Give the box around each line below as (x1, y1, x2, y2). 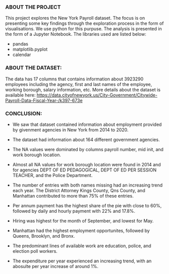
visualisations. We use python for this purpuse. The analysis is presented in (5, 26, 162, 32)
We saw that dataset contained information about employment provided (12, 121, 162, 127)
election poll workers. (12, 248, 58, 254)
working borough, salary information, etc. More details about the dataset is (5, 86, 160, 93)
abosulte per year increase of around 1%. (12, 263, 99, 269)
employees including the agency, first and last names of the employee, (5, 81, 152, 87)
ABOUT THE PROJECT (5, 4, 61, 11)
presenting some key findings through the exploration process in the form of (5, 20, 164, 26)
